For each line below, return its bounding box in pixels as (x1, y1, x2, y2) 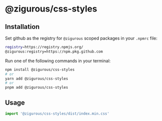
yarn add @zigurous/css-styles (5, 76, 68, 81)
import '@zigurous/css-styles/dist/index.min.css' (5, 111, 110, 116)
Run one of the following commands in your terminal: (5, 58, 111, 64)
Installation (5, 23, 40, 31)
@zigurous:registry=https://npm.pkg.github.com (5, 49, 103, 54)
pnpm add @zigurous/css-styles (5, 85, 68, 90)
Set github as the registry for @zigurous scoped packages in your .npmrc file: (5, 35, 158, 41)
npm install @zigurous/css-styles (5, 67, 75, 72)
